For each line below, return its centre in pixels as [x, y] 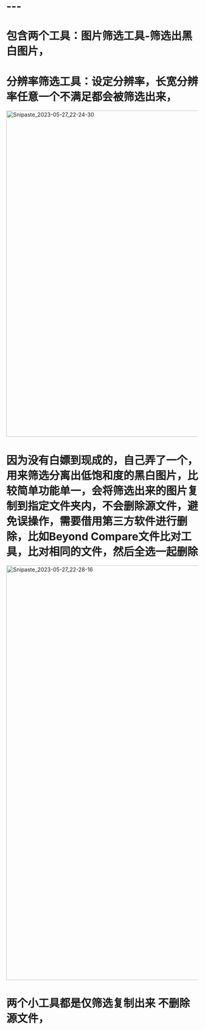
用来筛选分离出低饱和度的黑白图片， [97, 475]
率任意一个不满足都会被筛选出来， [92, 97]
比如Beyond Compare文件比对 [104, 536]
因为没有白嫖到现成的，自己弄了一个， [102, 460]
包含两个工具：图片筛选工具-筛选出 [94, 36]
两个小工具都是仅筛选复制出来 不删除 [98, 1004]
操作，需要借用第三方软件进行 [102, 521]
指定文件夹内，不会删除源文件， [108, 506]
